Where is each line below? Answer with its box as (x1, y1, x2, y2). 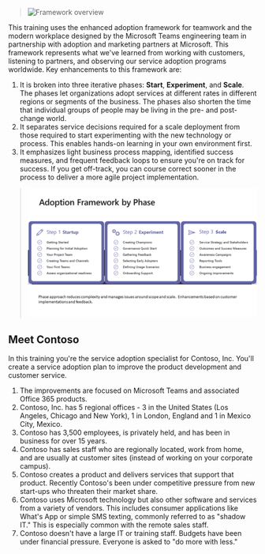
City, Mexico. (19, 419, 63, 428)
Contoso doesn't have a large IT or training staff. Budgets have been (19, 528, 242, 537)
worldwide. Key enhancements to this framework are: (8, 65, 182, 74)
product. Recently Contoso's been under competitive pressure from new (19, 478, 256, 488)
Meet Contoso (8, 333, 80, 346)
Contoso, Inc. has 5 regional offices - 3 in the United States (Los (19, 402, 229, 412)
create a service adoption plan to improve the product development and (8, 362, 242, 371)
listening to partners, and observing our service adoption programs (8, 56, 227, 66)
